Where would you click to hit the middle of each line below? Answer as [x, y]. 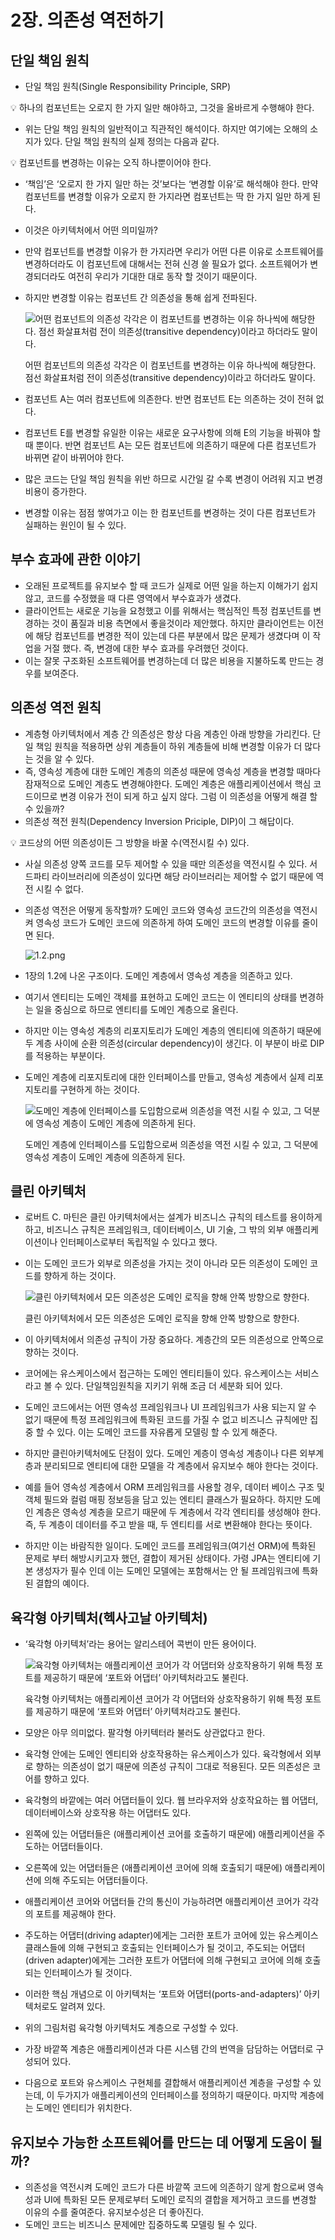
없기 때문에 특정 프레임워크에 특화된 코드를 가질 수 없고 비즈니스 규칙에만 [166, 1420]
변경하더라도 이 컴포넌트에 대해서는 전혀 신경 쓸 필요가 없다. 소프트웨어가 [166, 264]
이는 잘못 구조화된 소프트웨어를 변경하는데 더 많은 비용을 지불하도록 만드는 [169, 660]
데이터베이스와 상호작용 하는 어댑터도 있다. [108, 1813]
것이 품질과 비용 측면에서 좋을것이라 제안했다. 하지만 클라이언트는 [178, 623]
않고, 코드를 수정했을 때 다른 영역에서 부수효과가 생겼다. [133, 598]
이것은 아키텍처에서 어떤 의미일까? [91, 230]
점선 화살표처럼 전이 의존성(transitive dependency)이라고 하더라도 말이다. [170, 377]
